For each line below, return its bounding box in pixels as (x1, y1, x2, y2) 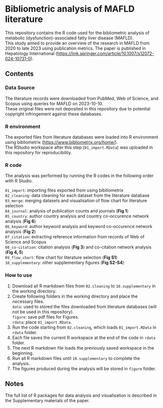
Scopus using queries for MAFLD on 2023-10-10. (5, 101, 104, 106)
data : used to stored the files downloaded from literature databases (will (12, 303, 157, 309)
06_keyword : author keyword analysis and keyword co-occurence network (5, 224, 152, 230)
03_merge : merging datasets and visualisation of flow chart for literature (5, 198, 147, 204)
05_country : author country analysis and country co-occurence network (5, 213, 149, 219)
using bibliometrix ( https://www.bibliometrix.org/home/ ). (5, 139, 118, 145)
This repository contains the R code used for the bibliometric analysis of (5, 30, 150, 35)
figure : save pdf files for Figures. (12, 314, 79, 319)
